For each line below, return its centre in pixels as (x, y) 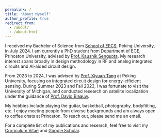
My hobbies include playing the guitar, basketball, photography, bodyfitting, (80, 106)
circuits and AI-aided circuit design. (40, 66)
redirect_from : (20, 23)
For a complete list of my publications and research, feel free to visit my (77, 125)
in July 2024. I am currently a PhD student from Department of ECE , (73, 51)
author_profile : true (27, 18)
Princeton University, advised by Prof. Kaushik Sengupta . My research (75, 56)
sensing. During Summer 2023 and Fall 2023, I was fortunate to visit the (77, 86)
